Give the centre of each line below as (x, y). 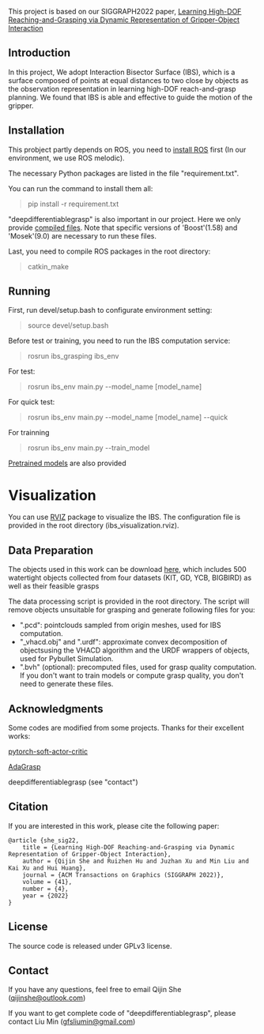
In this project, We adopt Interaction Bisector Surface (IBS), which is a (122, 72)
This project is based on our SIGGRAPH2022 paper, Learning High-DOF (125, 11)
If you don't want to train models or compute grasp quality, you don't (132, 675)
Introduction (40, 53)
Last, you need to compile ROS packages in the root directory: (109, 251)
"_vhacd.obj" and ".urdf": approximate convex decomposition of (123, 642)
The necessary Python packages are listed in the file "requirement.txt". (124, 173)
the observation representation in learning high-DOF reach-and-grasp (122, 88)
